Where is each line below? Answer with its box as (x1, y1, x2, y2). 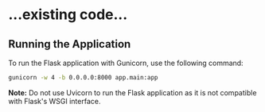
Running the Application (8, 37, 131, 51)
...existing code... (8, 6, 128, 24)
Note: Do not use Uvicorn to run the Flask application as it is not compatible (8, 87, 257, 97)
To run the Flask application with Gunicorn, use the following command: (8, 58, 244, 68)
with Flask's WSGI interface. (8, 96, 101, 106)
